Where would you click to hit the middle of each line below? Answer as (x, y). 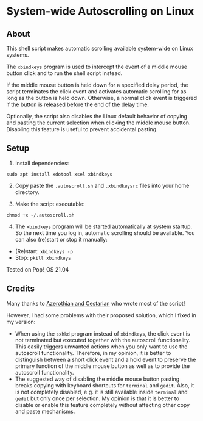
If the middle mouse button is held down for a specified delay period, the (97, 85)
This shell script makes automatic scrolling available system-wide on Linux (100, 48)
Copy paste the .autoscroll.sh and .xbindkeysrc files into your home (102, 185)
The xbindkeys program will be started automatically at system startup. (104, 226)
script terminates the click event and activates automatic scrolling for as (96, 92)
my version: (21, 322)
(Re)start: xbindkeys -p (44, 251)
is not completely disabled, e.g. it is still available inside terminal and (101, 392)
